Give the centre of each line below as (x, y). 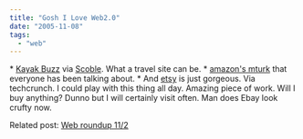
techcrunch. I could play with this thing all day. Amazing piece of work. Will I (152, 88)
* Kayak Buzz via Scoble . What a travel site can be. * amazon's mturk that (148, 69)
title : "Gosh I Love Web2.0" (65, 18)
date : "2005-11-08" (47, 26)
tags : (20, 35)
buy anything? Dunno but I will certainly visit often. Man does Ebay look (144, 98)
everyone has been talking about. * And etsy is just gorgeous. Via (132, 79)
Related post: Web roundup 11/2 (69, 125)
